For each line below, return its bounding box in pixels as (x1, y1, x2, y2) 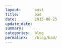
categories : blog (5, 30, 44, 35)
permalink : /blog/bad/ (5, 35, 57, 40)
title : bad (5, 12, 42, 17)
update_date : (5, 21, 33, 26)
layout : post (5, 7, 44, 12)
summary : (5, 26, 24, 31)
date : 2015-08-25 (5, 16, 57, 21)
